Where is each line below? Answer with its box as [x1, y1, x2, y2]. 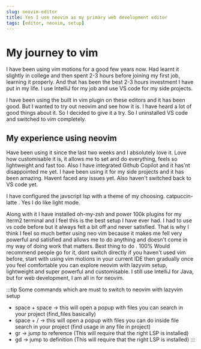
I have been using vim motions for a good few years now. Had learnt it [6, 65, 179, 73]
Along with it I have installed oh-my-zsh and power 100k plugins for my [6, 211, 182, 218]
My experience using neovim [6, 133, 117, 143]
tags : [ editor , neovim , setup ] [6, 20, 85, 26]
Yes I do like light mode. [21, 199, 80, 206]
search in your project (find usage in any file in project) [14, 323, 151, 330]
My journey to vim [6, 46, 98, 59]
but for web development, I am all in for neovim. [6, 275, 124, 282]
